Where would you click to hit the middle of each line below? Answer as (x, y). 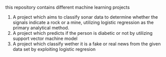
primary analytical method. (41, 28)
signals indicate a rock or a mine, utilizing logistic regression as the (83, 22)
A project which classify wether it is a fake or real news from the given (87, 44)
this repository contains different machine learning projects (68, 7)
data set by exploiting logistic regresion (54, 49)
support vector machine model (45, 38)
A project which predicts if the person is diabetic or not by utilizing (82, 33)
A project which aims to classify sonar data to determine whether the (85, 17)
